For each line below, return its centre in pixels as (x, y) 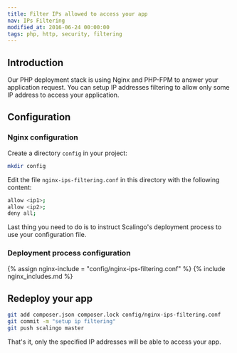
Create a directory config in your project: (68, 153)
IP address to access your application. (63, 95)
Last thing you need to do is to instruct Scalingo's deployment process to (115, 227)
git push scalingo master (46, 328)
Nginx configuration (43, 137)
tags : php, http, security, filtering (65, 34)
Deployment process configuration (69, 253)
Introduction (36, 62)
